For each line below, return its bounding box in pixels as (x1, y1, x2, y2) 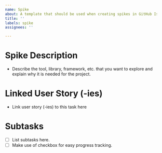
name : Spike (5, 7, 29, 12)
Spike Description (5, 50, 78, 61)
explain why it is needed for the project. (12, 71, 91, 77)
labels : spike (5, 20, 34, 26)
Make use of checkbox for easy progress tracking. (12, 142, 112, 148)
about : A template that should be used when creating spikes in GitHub (5, 12, 152, 16)
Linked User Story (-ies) (5, 88, 103, 99)
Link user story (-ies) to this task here (12, 104, 87, 110)
